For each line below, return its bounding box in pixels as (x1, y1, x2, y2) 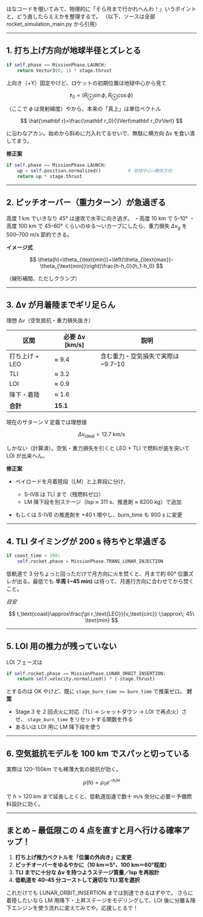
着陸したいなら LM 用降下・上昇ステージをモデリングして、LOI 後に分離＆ (6, 897, 190, 904)
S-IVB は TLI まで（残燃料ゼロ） (24, 491, 105, 498)
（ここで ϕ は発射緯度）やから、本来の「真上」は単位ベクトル (6, 105, 161, 113)
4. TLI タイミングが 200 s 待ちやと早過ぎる (6, 536, 167, 546)
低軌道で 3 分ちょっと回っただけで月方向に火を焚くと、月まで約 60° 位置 (6, 570, 188, 577)
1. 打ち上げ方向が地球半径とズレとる (6, 45, 141, 56)
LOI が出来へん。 (6, 452, 48, 460)
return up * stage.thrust (17, 174, 83, 180)
